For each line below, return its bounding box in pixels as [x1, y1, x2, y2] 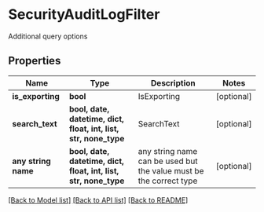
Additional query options [8, 31, 88, 41]
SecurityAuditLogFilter [8, 5, 160, 24]
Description [150, 77, 196, 88]
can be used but [137, 155, 198, 166]
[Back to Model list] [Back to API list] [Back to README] [8, 195, 189, 205]
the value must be [137, 165, 204, 176]
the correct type [137, 175, 198, 186]
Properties [8, 54, 61, 68]
